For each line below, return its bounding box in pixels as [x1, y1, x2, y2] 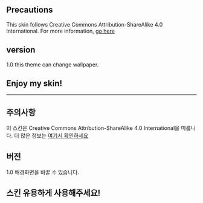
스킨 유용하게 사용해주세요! [6, 188, 101, 198]
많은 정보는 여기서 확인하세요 [20, 132, 89, 140]
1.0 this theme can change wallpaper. [6, 60, 99, 68]
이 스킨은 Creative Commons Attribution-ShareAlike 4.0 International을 [6, 124, 180, 132]
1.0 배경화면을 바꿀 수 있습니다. [6, 169, 80, 176]
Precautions [6, 5, 53, 15]
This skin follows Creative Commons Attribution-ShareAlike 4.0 [6, 21, 163, 28]
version [6, 45, 36, 55]
